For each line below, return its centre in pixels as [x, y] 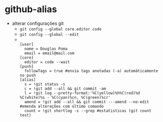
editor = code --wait [47, 62]
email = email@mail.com [49, 53]
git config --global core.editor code [60, 29]
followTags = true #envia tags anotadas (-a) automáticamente [91, 71]
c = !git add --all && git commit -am [65, 89]
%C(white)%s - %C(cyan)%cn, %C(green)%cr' [65, 97]
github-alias [31, 9]
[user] [27, 44]
